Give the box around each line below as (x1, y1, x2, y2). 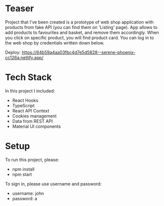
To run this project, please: (5, 157, 59, 162)
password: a (12, 195, 38, 201)
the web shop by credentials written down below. (5, 40, 105, 46)
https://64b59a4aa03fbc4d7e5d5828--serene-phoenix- (22, 49, 136, 55)
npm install (12, 166, 35, 172)
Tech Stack (5, 72, 52, 83)
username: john (12, 190, 44, 196)
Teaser (5, 3, 34, 14)
